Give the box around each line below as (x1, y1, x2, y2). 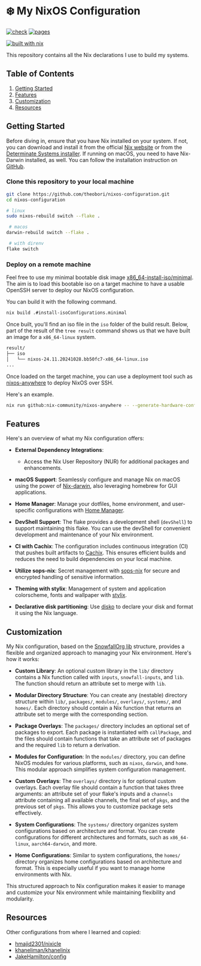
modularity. (6, 895, 34, 902)
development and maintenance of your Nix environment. (14, 531, 154, 538)
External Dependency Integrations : (14, 446, 104, 454)
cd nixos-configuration (6, 197, 66, 203)
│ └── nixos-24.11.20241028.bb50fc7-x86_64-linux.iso (6, 356, 148, 362)
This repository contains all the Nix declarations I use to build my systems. (6, 51, 190, 58)
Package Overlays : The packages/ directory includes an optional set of (14, 722, 190, 730)
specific (14, 507, 35, 514)
